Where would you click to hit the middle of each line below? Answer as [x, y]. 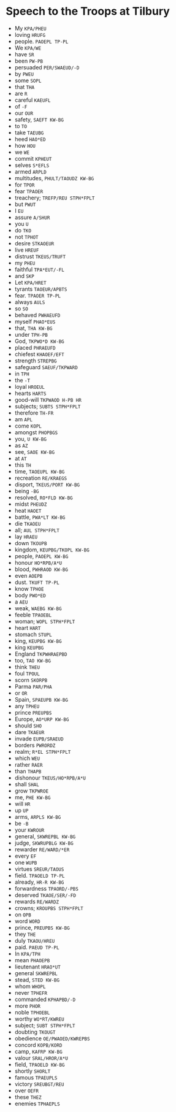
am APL [24, 419]
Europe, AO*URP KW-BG [42, 719]
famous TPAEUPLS [36, 1077]
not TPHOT [26, 237]
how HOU [25, 145]
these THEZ [28, 1097]
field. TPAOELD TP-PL [40, 875]
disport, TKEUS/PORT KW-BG [47, 484]
